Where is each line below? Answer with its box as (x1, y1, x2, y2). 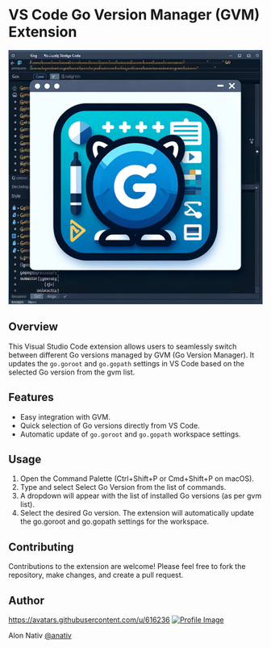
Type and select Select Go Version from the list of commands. (19, 483, 227, 492)
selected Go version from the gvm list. (8, 367, 135, 377)
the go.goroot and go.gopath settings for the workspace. (19, 516, 210, 526)
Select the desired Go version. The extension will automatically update (19, 508, 255, 518)
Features (8, 391, 54, 404)
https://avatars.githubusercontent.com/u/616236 (8, 615, 171, 625)
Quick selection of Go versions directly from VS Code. (19, 420, 200, 430)
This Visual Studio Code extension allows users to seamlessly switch (8, 341, 237, 351)
